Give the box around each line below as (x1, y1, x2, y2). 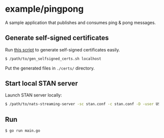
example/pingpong (5, 3, 84, 15)
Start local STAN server (5, 79, 78, 88)
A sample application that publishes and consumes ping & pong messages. (5, 20, 156, 25)
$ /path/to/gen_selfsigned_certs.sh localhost (5, 56, 102, 61)
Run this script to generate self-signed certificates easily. (5, 46, 121, 52)
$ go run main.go (5, 128, 41, 133)
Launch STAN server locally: (5, 92, 62, 98)
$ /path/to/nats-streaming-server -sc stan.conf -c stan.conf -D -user (5, 102, 154, 107)
